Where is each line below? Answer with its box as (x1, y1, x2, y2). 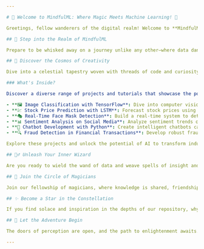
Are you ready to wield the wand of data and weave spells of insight (6, 162, 189, 168)
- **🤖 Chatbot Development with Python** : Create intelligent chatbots (6, 124, 191, 130)
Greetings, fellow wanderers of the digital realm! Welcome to (6, 25, 170, 31)
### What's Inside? (6, 80, 56, 86)
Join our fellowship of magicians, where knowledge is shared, (6, 184, 170, 191)
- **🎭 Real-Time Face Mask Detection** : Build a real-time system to (6, 113, 188, 119)
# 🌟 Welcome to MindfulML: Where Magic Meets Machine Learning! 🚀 (6, 14, 178, 20)
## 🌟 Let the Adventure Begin (6, 217, 83, 224)
